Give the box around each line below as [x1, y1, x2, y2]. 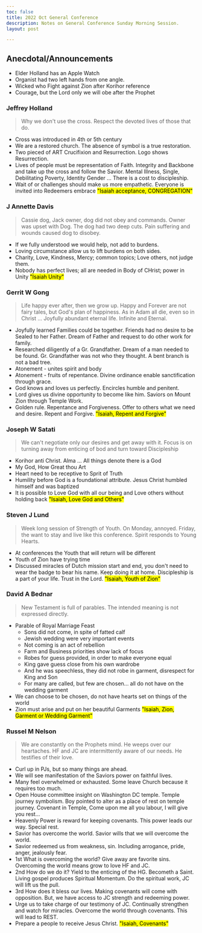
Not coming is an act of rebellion [24, 641, 106, 648]
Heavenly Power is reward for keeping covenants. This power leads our [14, 817, 193, 824]
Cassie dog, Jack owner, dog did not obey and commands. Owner [21, 216, 186, 223]
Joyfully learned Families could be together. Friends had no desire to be [14, 326, 194, 334]
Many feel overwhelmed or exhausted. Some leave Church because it [14, 779, 188, 786]
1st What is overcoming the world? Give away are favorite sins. [14, 856, 171, 863]
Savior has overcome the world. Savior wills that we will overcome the [14, 830, 189, 837]
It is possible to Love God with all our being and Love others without [14, 489, 184, 496]
